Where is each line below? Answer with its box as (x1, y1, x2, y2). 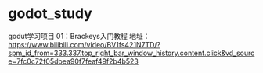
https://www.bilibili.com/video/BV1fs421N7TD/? (8, 40, 160, 49)
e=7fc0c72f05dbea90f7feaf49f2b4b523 (8, 56, 139, 66)
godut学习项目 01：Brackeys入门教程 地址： (8, 31, 150, 40)
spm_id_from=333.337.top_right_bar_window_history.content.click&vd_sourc (8, 48, 255, 57)
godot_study (8, 5, 92, 23)
